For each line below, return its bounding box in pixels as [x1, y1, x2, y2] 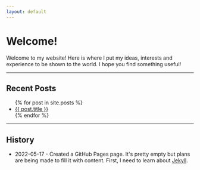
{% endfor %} [14, 112, 49, 119]
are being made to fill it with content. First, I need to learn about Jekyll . [14, 157, 189, 164]
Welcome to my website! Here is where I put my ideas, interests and [6, 54, 173, 61]
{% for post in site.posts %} [14, 99, 83, 106]
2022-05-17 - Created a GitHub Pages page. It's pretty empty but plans [14, 150, 190, 158]
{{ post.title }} [14, 106, 49, 113]
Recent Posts [6, 83, 57, 93]
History [6, 135, 35, 145]
